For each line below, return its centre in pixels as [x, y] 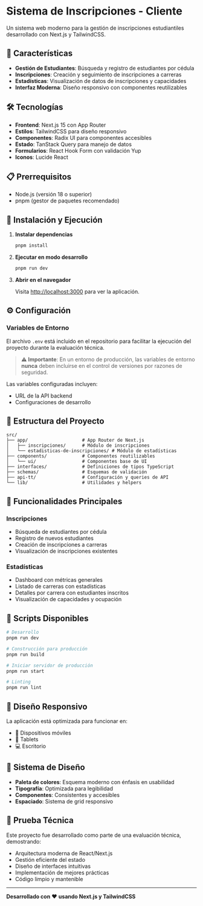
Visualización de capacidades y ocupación [68, 599]
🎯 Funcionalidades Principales [64, 501]
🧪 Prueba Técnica [40, 820]
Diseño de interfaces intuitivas [53, 866]
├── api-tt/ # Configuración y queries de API [88, 478]
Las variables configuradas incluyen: [52, 384]
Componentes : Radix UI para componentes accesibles [83, 138]
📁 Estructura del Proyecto [55, 421]
